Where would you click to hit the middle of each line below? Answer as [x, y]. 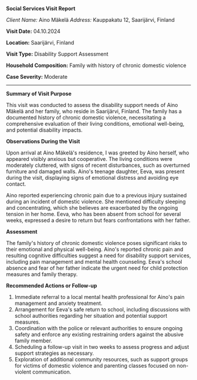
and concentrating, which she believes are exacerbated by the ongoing [92, 208]
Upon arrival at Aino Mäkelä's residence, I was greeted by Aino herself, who [98, 153]
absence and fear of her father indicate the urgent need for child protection [97, 268]
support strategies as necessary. [54, 353]
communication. [52, 372]
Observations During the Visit [43, 141]
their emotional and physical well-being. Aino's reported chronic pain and [95, 249]
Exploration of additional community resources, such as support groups [101, 359]
